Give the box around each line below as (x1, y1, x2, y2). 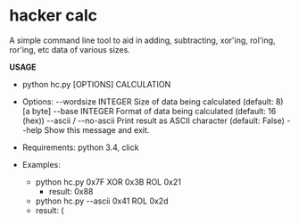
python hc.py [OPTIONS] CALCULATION (21, 79, 171, 89)
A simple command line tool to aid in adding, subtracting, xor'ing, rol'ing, (9, 35, 276, 46)
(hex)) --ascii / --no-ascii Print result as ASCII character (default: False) (21, 115, 286, 126)
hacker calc (9, 5, 98, 26)
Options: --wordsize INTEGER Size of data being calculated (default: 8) (21, 95, 284, 107)
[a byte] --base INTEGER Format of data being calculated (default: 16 (21, 105, 277, 116)
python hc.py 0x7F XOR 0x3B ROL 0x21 (35, 176, 181, 187)
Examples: (21, 159, 61, 170)
